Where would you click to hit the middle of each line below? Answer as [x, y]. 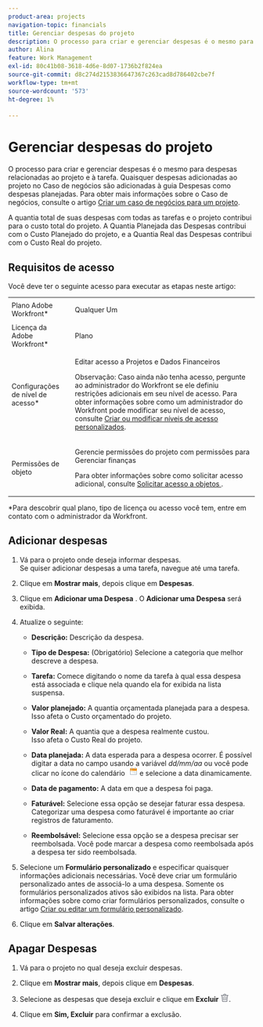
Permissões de [36, 464]
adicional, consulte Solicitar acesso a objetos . [149, 483]
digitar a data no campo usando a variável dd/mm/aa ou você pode [140, 763]
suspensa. [48, 692]
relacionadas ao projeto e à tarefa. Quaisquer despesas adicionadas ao [123, 177]
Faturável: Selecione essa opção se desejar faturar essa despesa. [138, 803]
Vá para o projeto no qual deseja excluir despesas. [101, 967]
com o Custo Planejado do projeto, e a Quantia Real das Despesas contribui [130, 235]
